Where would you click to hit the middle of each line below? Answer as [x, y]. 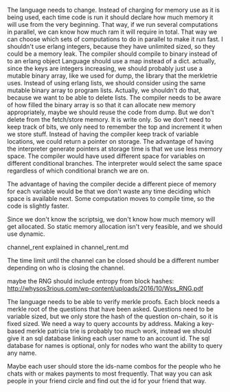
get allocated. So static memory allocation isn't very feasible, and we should [115, 227]
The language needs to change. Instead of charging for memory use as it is [114, 10]
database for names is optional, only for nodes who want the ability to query [115, 346]
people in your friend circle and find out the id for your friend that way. [107, 381]
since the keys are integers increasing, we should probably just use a [105, 68]
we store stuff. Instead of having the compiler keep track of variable [103, 134]
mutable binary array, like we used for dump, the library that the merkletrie [112, 76]
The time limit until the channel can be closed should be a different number [113, 260]
